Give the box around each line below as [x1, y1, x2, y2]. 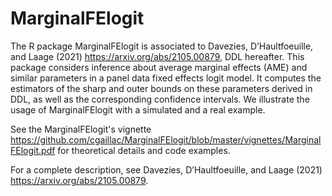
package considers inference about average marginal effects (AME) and [10, 61, 308, 73]
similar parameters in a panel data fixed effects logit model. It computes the [10, 72, 322, 84]
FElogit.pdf [10, 144, 56, 156]
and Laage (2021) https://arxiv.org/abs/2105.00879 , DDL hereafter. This [10, 50, 305, 62]
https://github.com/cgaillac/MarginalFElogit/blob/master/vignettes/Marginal [10, 133, 322, 146]
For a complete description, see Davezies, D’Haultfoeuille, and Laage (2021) [10, 163, 323, 176]
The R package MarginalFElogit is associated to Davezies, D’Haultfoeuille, [10, 40, 314, 52]
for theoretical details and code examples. [57, 144, 231, 156]
